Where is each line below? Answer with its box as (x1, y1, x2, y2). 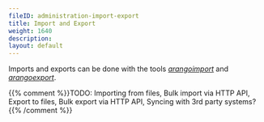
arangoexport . (8, 73, 57, 82)
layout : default (8, 42, 63, 50)
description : (8, 34, 53, 43)
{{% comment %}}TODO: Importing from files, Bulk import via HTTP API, (8, 88, 250, 98)
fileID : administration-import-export (8, 11, 139, 20)
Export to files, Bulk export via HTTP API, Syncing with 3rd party (8, 97, 223, 107)
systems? (224, 97, 257, 107)
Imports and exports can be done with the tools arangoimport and (8, 64, 229, 74)
